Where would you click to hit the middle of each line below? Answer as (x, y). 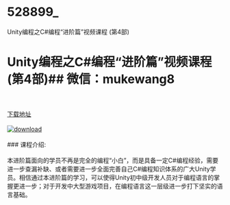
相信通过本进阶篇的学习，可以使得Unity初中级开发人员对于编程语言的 (116, 177)
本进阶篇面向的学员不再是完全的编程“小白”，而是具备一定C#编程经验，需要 (113, 160)
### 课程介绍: (27, 144)
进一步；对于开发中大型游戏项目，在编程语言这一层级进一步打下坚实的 (118, 186)
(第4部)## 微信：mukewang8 (91, 79)
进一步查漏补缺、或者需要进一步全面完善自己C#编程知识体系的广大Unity (108, 169)
